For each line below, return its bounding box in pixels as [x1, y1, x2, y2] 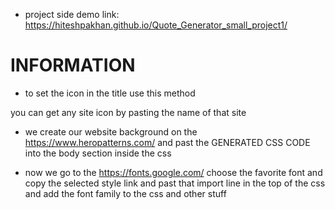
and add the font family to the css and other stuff [24, 187, 227, 199]
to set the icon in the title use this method [24, 87, 196, 99]
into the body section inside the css [24, 147, 172, 159]
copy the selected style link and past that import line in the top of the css [24, 177, 326, 189]
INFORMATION [10, 54, 136, 77]
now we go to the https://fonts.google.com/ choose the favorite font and [24, 166, 323, 178]
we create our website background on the [24, 125, 198, 138]
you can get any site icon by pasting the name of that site [10, 106, 247, 118]
